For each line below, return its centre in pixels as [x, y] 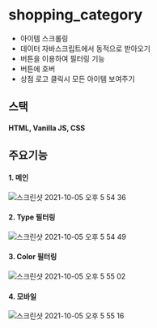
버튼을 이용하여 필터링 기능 [62, 58]
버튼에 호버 [38, 68]
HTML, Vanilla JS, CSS [47, 128]
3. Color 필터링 [33, 257]
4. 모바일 [23, 296]
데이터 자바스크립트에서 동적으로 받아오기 [85, 48]
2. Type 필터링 [32, 217]
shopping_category [76, 15]
